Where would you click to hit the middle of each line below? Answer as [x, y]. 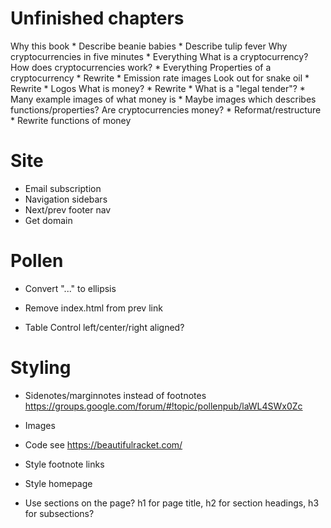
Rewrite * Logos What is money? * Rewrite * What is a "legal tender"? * [158, 88]
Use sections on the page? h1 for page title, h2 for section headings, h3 [172, 503]
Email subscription [63, 188]
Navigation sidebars [66, 199]
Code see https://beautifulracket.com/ [103, 444]
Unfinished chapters [97, 18]
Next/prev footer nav [68, 209]
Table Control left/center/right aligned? [104, 327]
